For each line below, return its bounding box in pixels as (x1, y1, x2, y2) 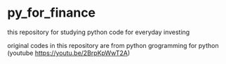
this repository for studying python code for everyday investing (7, 28, 190, 36)
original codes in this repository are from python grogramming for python (7, 41, 219, 49)
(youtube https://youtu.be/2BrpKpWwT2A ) (7, 49, 131, 57)
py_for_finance (7, 5, 96, 21)
